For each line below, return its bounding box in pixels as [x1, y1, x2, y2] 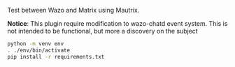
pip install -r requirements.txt [7, 53, 105, 60]
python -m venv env [7, 40, 64, 47]
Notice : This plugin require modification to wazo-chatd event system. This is [7, 20, 228, 27]
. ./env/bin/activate [7, 47, 71, 54]
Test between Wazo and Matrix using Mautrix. [7, 6, 140, 14]
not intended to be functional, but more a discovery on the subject [7, 27, 198, 35]
